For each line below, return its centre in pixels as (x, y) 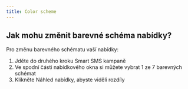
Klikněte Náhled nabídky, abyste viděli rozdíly (70, 80)
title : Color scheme (32, 11)
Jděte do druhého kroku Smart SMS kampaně (70, 61)
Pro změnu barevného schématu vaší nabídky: (62, 50)
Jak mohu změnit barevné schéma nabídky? (89, 36)
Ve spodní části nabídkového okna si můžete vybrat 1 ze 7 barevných (98, 67)
